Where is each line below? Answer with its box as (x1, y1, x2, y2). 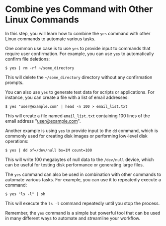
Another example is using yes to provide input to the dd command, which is (5, 128, 158, 134)
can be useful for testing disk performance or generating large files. (5, 161, 144, 167)
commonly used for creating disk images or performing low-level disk (5, 133, 148, 139)
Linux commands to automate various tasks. (5, 36, 96, 42)
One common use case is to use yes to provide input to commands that (5, 45, 151, 51)
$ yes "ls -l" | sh (5, 191, 46, 197)
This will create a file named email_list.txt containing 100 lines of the (5, 113, 150, 119)
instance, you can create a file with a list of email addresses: (5, 94, 129, 100)
